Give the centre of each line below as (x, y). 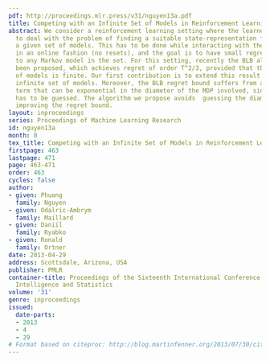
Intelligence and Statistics (64, 285)
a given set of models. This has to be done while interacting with (133, 46)
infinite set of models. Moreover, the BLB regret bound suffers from (136, 83)
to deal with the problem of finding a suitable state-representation (136, 38)
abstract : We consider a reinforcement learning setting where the (124, 31)
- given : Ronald (35, 240)
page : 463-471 (32, 166)
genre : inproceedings (45, 300)
